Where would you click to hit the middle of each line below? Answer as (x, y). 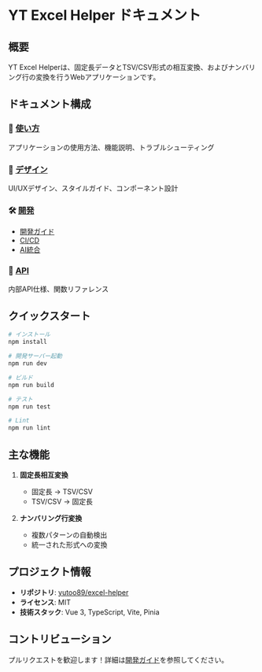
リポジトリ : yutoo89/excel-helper (74, 592)
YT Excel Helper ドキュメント (105, 15)
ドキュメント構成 (50, 104)
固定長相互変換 (44, 474)
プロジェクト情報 (50, 572)
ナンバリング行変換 (51, 518)
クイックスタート (50, 316)
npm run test (30, 406)
